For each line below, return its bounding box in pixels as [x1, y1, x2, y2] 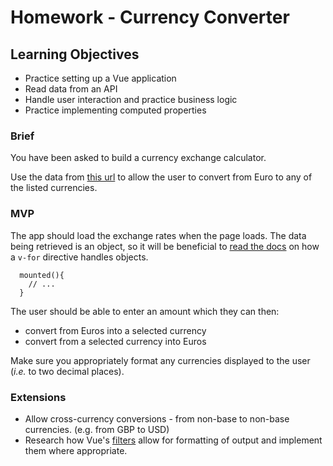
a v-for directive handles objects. [10, 251, 149, 263]
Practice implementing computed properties [24, 104, 207, 116]
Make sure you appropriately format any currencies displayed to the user [10, 354, 311, 366]
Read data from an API [24, 83, 118, 95]
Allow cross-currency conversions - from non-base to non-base [24, 412, 290, 425]
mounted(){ [19, 270, 65, 280]
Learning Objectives [10, 46, 140, 63]
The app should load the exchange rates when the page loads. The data [10, 229, 307, 241]
